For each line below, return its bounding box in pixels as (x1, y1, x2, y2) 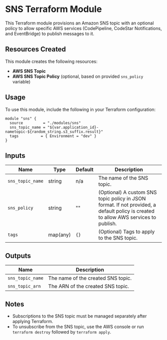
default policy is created (98, 208, 155, 215)
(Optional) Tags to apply (98, 228, 155, 235)
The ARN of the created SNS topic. (48, 283, 129, 290)
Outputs (5, 251, 31, 260)
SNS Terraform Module (5, 3, 102, 15)
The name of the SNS (98, 175, 149, 182)
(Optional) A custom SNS (98, 189, 157, 196)
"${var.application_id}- (47, 125, 99, 130)
